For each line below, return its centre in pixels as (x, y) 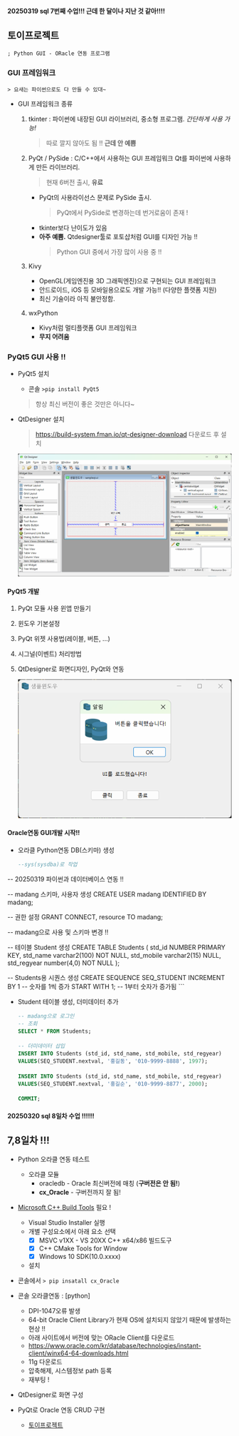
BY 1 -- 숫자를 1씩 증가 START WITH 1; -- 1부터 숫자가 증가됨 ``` (96, 986)
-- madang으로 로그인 (46, 1016)
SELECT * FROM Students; (54, 1031)
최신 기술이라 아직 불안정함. (77, 298)
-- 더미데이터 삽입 (41, 1046)
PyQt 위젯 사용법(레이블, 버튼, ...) (64, 639)
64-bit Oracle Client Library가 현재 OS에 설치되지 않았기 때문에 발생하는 (130, 1320)
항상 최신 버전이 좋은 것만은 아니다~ (85, 404)
